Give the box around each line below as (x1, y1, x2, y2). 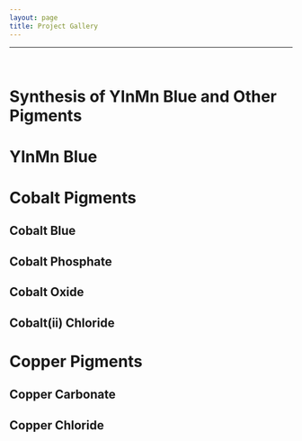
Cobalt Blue (9, 223, 76, 238)
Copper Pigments (9, 351, 143, 372)
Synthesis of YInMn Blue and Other (9, 86, 277, 106)
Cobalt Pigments (9, 188, 137, 208)
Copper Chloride (9, 418, 105, 433)
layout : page (9, 13, 58, 22)
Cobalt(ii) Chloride (9, 315, 115, 330)
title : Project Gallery (9, 22, 99, 31)
